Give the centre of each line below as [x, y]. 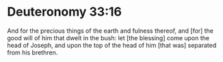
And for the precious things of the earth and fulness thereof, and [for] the [110, 31]
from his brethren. [32, 52]
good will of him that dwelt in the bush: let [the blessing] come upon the [108, 37]
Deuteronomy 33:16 [64, 12]
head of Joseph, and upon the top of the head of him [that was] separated [112, 45]
